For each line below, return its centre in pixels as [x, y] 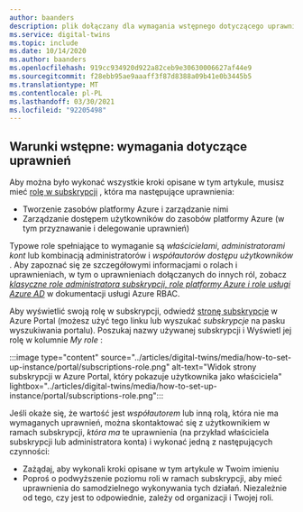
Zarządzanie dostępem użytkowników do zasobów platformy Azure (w [153, 219]
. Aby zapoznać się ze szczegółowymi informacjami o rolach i [124, 265]
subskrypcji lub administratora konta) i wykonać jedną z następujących [141, 442]
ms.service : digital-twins [60, 34]
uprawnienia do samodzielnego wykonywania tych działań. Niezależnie [154, 489]
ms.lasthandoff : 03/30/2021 [62, 101]
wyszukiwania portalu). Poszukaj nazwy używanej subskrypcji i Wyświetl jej [151, 331]
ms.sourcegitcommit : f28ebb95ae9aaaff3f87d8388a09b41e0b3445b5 [131, 77]
